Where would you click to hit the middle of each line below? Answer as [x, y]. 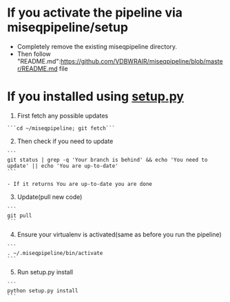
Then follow [34, 54]
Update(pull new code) [50, 197]
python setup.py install [43, 291]
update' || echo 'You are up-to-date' [63, 166]
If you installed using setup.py [96, 96]
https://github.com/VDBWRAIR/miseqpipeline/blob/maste [142, 61]
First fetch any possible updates [63, 115]
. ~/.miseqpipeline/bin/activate [55, 253]
